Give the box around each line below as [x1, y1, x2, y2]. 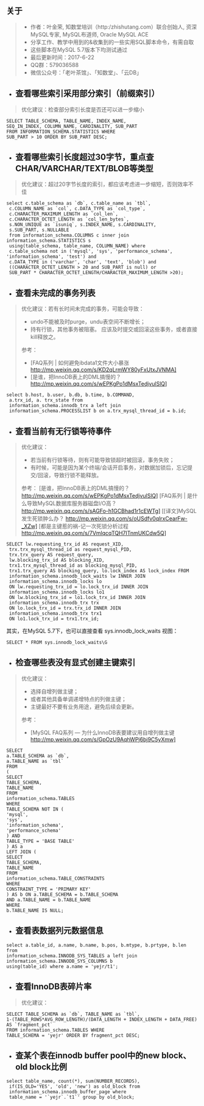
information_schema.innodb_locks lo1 [9, 589, 105, 595]
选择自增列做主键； [30, 687, 79, 695]
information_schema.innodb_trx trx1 [9, 611, 102, 617]
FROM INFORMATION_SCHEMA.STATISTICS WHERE [6, 129, 116, 135]
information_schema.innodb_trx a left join [9, 403, 121, 409]
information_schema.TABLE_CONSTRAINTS [6, 875, 105, 882]
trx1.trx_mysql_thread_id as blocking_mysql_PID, [9, 562, 138, 569]
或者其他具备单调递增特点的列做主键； [30, 695, 127, 703]
